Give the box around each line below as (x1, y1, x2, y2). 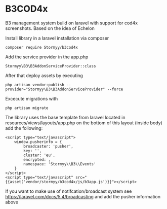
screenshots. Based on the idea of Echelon (5, 25, 95, 31)
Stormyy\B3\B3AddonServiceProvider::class (5, 63, 96, 68)
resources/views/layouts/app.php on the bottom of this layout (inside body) (5, 120, 163, 126)
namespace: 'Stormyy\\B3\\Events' (23, 161, 96, 166)
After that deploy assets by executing (5, 72, 83, 79)
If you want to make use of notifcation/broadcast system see (5, 188, 132, 194)
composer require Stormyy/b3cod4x (5, 45, 78, 50)
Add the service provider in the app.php (5, 54, 89, 60)
